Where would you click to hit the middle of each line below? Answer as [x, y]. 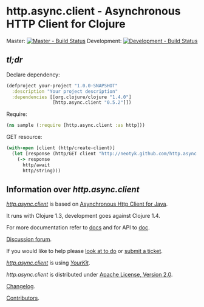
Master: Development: [64, 41]
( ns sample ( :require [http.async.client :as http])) [76, 126]
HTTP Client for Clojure [66, 24]
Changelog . [21, 286]
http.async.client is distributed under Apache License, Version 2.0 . [90, 275]
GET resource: [24, 137]
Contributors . [23, 298]
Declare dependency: [33, 75]
